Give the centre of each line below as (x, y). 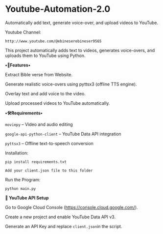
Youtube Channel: (23, 32)
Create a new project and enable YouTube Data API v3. (60, 217)
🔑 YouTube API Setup (27, 198)
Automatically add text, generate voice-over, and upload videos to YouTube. (82, 23)
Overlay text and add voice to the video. (45, 93)
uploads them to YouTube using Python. (45, 56)
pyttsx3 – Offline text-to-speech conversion (49, 143)
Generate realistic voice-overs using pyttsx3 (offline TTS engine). (71, 84)
